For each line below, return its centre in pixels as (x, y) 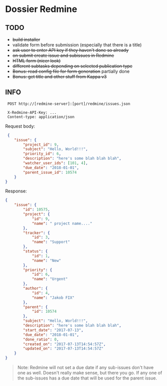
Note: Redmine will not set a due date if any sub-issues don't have (85, 368)
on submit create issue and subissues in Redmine (63, 55)
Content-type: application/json (41, 117)
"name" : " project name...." (62, 223)
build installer (26, 39)
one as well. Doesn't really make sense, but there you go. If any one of (90, 373)
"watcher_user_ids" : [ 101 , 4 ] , (56, 163)
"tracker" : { (37, 233)
